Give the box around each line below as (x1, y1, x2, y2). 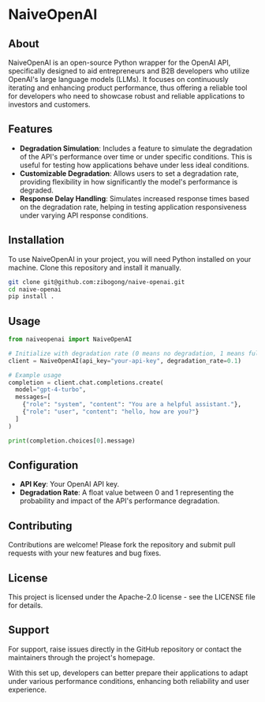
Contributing (8, 519, 73, 532)
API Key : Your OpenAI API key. (19, 480, 120, 489)
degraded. (19, 185, 54, 195)
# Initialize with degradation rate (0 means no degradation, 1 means (8, 349, 245, 357)
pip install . (8, 293, 55, 301)
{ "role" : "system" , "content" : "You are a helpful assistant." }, (22, 401, 242, 409)
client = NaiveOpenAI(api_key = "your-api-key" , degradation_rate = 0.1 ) (8, 357, 242, 364)
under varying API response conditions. (19, 211, 148, 220)
